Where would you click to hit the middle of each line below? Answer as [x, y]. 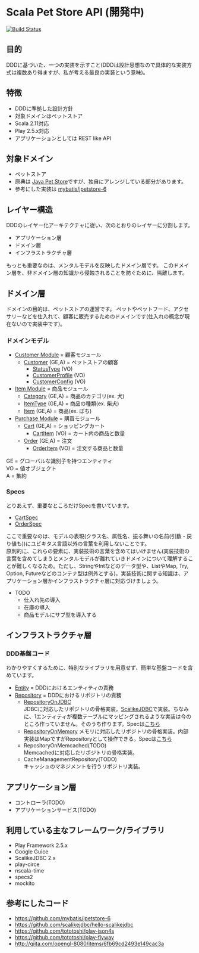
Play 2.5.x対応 [32, 131]
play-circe [27, 864]
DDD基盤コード [28, 653]
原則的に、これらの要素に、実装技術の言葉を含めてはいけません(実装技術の [98, 551]
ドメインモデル [28, 340]
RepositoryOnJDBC [47, 702]
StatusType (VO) [53, 369]
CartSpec [26, 517]
